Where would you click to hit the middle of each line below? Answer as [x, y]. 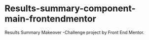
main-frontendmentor [51, 19]
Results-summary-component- [70, 9]
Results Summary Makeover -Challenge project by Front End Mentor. [74, 32]
